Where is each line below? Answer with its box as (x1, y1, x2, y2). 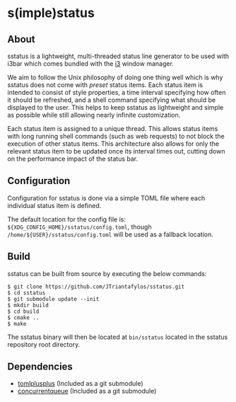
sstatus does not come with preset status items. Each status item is (7, 81, 203, 89)
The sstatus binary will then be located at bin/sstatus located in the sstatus (7, 333, 228, 341)
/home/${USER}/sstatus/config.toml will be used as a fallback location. (7, 230, 213, 239)
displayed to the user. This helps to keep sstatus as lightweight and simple (7, 103, 224, 111)
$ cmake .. (7, 314, 40, 321)
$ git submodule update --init (7, 295, 100, 302)
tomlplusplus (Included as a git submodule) (17, 379, 143, 388)
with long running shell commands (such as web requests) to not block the (7, 132, 225, 140)
